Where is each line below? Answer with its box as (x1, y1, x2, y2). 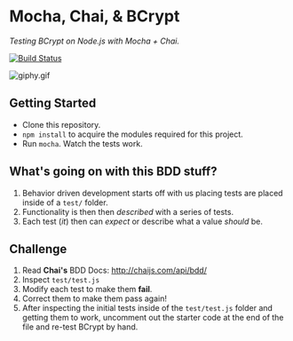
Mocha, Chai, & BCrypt (9, 6, 180, 27)
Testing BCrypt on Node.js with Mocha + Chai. (9, 36, 180, 46)
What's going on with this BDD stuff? (9, 164, 218, 179)
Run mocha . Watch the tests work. (21, 138, 144, 148)
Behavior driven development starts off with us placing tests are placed (21, 187, 283, 198)
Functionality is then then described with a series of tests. (21, 206, 234, 217)
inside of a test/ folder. (21, 197, 108, 208)
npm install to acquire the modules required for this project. (21, 129, 244, 139)
